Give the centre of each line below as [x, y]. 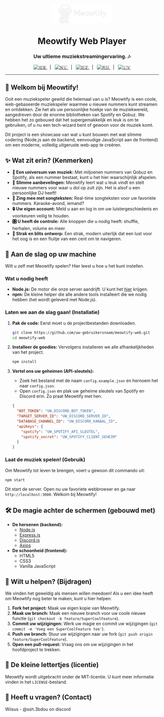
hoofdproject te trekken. [36, 650]
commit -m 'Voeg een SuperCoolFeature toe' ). [58, 629]
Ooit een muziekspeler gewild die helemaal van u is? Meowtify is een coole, [81, 99]
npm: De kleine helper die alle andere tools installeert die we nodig [79, 294]
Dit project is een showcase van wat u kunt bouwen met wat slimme [73, 134]
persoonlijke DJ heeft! [34, 193]
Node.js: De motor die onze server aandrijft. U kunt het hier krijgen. [80, 289]
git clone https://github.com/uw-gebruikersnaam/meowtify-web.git [81, 333]
